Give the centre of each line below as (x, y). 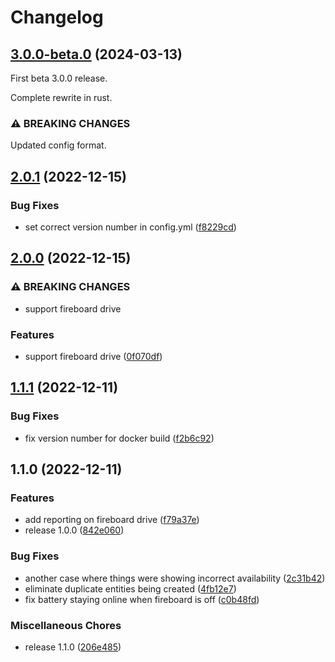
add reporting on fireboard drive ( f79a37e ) (112, 520)
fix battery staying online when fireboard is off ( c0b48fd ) (142, 599)
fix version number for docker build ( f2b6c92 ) (119, 438)
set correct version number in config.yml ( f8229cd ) (130, 227)
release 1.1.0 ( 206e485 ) (73, 647)
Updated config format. (58, 145)
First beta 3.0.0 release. (59, 78)
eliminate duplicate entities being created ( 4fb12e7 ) (130, 588)
